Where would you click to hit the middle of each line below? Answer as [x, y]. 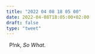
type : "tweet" [24, 28]
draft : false [22, 23]
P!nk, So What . [27, 45]
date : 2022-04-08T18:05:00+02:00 [48, 17]
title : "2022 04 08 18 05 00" [44, 12]
